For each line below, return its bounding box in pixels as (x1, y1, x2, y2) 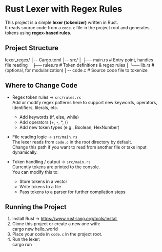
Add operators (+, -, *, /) (19, 119, 68, 125)
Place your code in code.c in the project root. (12, 231, 102, 237)
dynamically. (12, 149, 38, 155)
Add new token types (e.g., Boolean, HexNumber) (19, 124, 120, 130)
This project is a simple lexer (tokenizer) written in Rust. (5, 19, 118, 25)
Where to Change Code (5, 81, 78, 90)
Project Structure (5, 44, 59, 52)
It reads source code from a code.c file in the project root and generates (5, 24, 150, 30)
